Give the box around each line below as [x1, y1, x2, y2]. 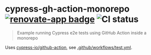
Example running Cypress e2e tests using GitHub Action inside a [17, 30, 147, 36]
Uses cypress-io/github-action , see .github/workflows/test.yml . [5, 44, 132, 50]
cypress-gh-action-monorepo [5, 3, 130, 15]
